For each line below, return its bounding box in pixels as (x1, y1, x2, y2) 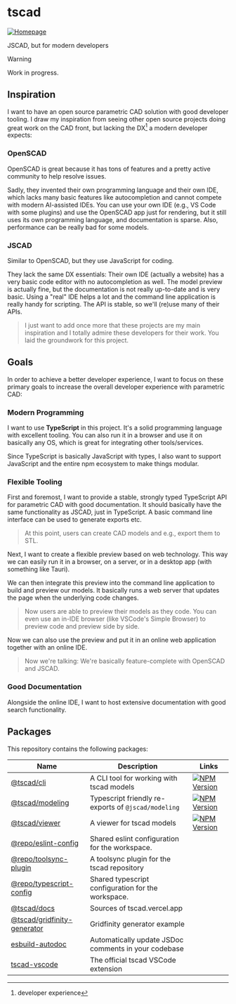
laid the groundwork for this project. (24, 336, 129, 345)
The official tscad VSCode (90, 955, 177, 965)
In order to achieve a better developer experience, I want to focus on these (7, 375, 224, 383)
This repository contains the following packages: (7, 745, 149, 753)
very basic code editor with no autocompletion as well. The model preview (7, 278, 223, 285)
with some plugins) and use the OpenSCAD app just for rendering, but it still (7, 208, 227, 217)
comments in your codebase (90, 944, 184, 953)
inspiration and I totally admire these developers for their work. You (24, 328, 219, 337)
